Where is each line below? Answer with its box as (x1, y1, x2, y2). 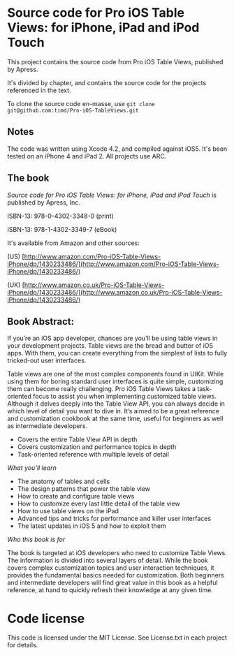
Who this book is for (7, 536, 66, 544)
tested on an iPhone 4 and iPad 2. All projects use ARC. (7, 152, 167, 160)
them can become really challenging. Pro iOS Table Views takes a (7, 385, 196, 393)
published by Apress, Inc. (7, 198, 80, 207)
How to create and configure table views (17, 492, 135, 501)
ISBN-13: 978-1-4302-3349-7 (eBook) (7, 225, 117, 233)
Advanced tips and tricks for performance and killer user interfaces (17, 515, 212, 523)
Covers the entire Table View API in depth (17, 435, 138, 444)
